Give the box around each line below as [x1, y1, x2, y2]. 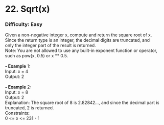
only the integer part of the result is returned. [5, 43, 96, 49]
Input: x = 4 [5, 69, 28, 75]
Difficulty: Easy [5, 21, 43, 28]
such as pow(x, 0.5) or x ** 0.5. [5, 53, 69, 59]
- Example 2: [5, 84, 31, 90]
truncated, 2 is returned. [5, 105, 54, 111]
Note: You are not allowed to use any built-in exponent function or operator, [5, 48, 158, 53]
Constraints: [5, 110, 30, 116]
